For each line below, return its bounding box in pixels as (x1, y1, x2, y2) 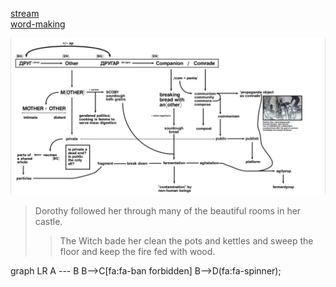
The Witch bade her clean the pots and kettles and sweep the (59, 235, 314, 247)
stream (10, 8, 40, 19)
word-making (10, 18, 66, 30)
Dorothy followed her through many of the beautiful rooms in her (34, 205, 302, 217)
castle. (34, 216, 63, 228)
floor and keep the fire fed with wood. (59, 246, 216, 258)
